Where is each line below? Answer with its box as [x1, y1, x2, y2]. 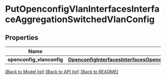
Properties [5, 33, 39, 42]
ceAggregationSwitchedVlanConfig [5, 14, 155, 25]
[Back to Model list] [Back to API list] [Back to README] [5, 69, 119, 75]
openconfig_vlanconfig [7, 56, 63, 63]
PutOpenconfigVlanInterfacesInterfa [5, 3, 160, 15]
